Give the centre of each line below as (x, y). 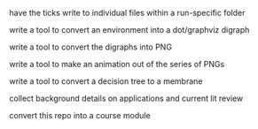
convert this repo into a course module (80, 115)
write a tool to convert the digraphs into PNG (91, 47)
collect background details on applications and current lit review (126, 98)
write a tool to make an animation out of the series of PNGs (117, 64)
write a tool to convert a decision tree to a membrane (106, 81)
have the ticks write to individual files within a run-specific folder (127, 13)
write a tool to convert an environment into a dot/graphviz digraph (129, 30)
